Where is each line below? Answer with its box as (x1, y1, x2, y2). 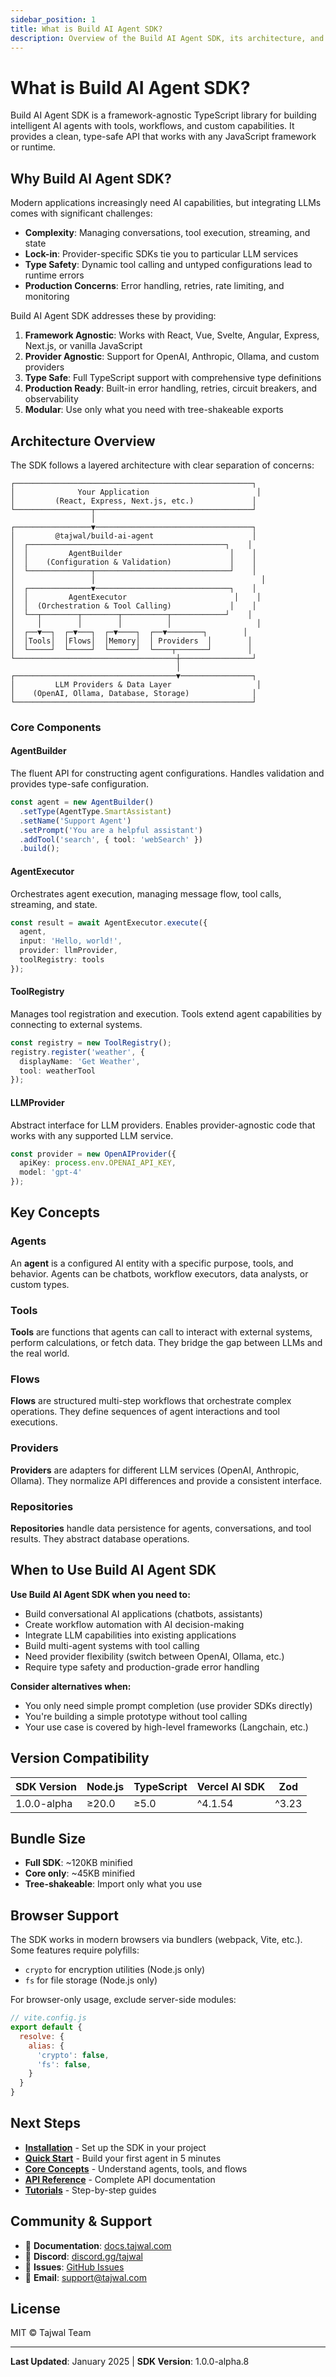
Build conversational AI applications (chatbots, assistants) (24, 1607, 263, 1620)
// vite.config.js (10, 2013, 87, 2023)
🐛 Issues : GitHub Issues (24, 2261, 125, 2273)
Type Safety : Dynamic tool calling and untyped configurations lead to (24, 259, 313, 271)
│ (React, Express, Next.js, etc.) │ (10, 496, 257, 506)
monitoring (24, 291, 70, 303)
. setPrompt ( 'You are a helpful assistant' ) (19, 825, 203, 835)
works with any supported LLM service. (10, 1129, 174, 1141)
